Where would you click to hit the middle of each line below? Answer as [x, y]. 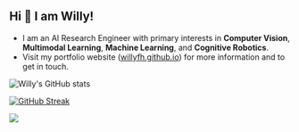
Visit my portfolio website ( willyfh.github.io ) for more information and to [154, 57]
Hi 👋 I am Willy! [52, 16]
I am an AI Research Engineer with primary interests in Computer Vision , [156, 37]
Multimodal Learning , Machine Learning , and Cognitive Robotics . [145, 47]
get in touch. [46, 66]
